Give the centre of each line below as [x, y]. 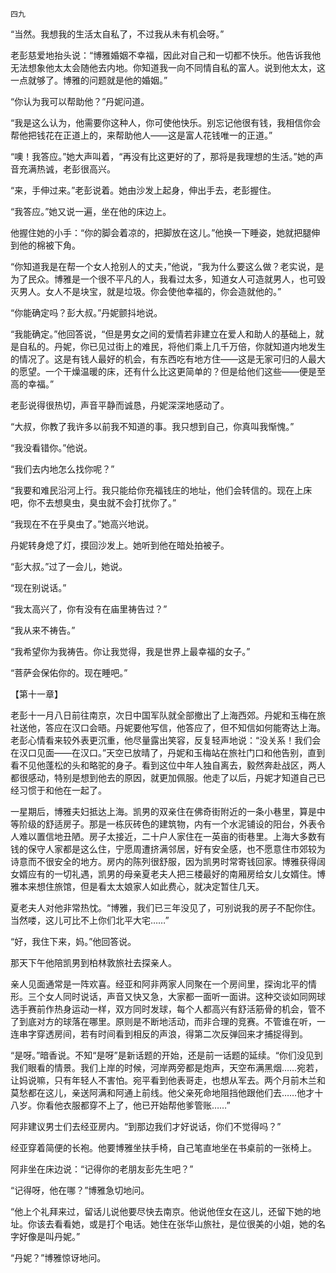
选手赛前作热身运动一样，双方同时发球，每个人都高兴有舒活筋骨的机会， [159, 1009]
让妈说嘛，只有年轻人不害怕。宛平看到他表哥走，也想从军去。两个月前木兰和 [168, 1080]
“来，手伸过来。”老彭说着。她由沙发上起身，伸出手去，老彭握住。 [143, 190]
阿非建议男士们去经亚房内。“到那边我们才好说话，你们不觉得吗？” [146, 1126]
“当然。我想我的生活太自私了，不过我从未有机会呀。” [117, 34]
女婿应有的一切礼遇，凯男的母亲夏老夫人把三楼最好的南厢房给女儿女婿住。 [163, 874]
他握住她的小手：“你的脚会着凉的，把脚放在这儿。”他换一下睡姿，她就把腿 [161, 232]
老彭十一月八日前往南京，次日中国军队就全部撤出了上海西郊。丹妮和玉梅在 [163, 715]
